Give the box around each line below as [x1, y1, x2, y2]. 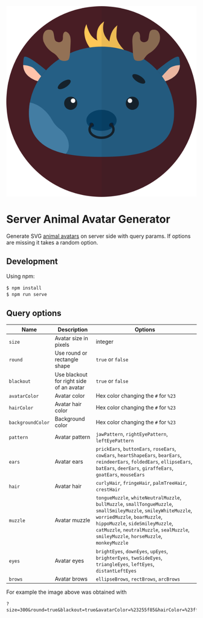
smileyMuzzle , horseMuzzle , [95, 533, 163, 540]
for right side [54, 377, 87, 384]
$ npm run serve [6, 291, 47, 297]
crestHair [95, 487, 121, 493]
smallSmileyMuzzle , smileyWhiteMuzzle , [95, 507, 192, 514]
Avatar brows [54, 575, 88, 582]
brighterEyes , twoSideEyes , [95, 554, 163, 561]
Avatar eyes [54, 557, 85, 565]
